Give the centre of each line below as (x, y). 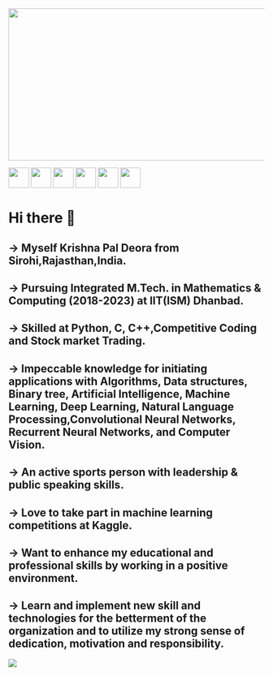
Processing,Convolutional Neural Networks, (122, 419)
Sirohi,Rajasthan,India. (67, 260)
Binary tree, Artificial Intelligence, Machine (119, 394)
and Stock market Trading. (77, 341)
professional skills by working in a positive (118, 565)
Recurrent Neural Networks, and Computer (119, 432)
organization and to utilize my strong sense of (127, 631)
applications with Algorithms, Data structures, (128, 381)
